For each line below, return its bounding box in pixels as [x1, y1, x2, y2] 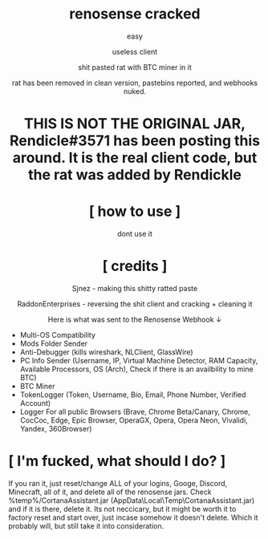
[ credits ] [102, 257, 168, 275]
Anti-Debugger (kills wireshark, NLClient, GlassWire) [19, 347, 194, 357]
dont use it [117, 229, 152, 239]
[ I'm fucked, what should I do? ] [8, 452, 226, 470]
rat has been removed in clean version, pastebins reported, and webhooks [11, 78, 258, 87]
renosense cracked [69, 5, 201, 23]
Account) [19, 399, 51, 407]
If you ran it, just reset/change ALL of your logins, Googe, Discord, [8, 478, 228, 488]
